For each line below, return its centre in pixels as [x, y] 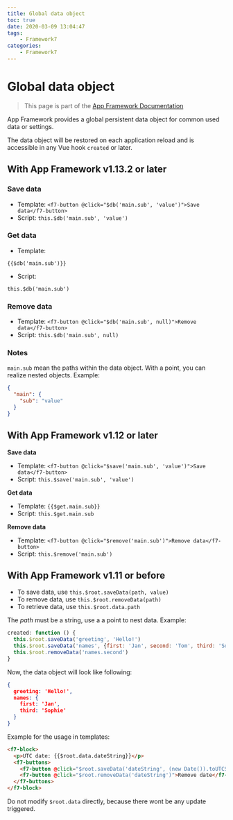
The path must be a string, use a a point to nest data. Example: [97, 620]
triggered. [21, 809]
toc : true [21, 20]
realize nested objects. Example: [54, 375]
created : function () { [42, 633]
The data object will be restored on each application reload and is [101, 140]
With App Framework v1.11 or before [86, 575]
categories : [24, 46]
